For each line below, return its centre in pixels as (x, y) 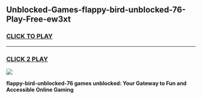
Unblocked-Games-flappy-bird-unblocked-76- (96, 10)
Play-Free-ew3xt (38, 19)
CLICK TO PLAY (29, 37)
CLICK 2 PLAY (27, 59)
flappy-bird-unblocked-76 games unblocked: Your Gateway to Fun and (96, 83)
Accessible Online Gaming (40, 89)
